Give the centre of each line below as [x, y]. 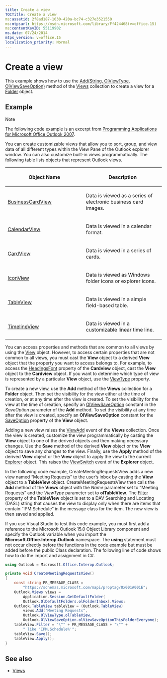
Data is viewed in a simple [116, 299]
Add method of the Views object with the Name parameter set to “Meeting [82, 487]
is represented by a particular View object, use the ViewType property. [78, 379]
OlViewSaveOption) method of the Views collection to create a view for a [80, 86]
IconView [18, 278]
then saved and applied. [30, 514]
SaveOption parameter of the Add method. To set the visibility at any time [81, 409]
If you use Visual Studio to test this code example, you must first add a [77, 523]
